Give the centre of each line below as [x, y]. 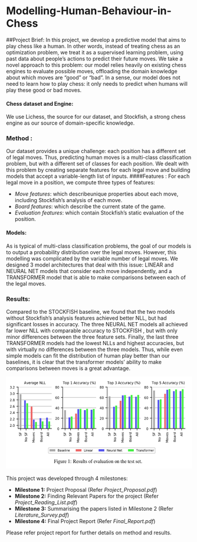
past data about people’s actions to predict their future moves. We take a [94, 59]
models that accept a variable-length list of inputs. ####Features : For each [98, 176]
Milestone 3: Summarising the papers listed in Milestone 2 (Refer [94, 508]
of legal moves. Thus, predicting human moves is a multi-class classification [99, 157]
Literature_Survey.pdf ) [42, 515]
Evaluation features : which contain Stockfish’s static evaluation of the [99, 213]
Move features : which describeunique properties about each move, [96, 194]
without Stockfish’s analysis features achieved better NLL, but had [86, 318]
